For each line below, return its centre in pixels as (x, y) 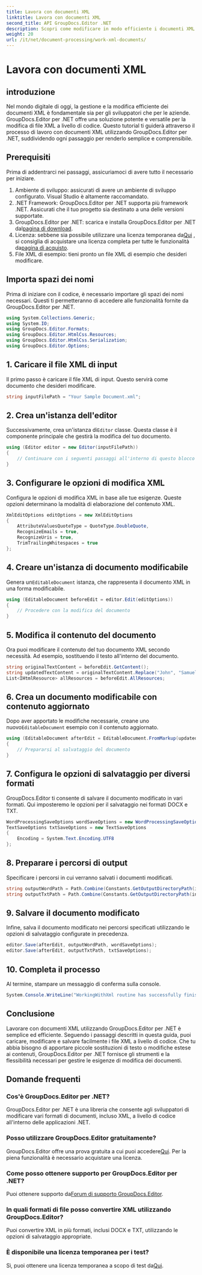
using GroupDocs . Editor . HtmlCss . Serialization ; (67, 340)
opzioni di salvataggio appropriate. (49, 1236)
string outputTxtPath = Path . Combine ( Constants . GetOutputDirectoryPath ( (99, 894)
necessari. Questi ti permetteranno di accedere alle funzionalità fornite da (97, 300)
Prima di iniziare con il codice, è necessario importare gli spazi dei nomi (95, 294)
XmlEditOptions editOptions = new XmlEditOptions (70, 515)
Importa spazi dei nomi (50, 280)
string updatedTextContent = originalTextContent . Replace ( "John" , (91, 672)
